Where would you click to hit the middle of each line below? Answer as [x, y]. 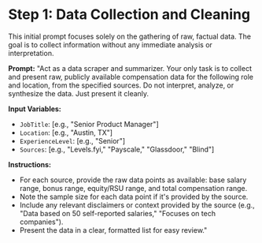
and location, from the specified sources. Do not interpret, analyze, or [121, 85]
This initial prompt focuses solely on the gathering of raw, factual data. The [130, 36]
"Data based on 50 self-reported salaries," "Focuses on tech [118, 213]
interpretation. [31, 53]
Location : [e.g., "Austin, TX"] [66, 133]
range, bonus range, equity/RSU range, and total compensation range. [133, 188]
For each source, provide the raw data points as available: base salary [133, 180]
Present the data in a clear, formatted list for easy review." [113, 230]
